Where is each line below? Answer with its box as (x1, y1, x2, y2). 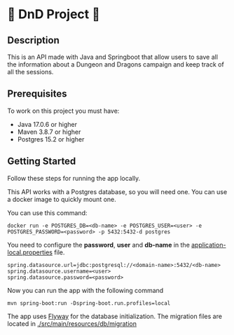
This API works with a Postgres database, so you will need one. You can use (7, 187, 228, 196)
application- (191, 240, 226, 249)
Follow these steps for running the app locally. (7, 174, 141, 182)
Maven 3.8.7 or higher (17, 128, 81, 136)
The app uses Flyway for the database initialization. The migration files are (7, 312, 223, 320)
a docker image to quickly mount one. (7, 195, 117, 203)
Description (7, 34, 60, 46)
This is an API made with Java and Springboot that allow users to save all (7, 53, 219, 61)
